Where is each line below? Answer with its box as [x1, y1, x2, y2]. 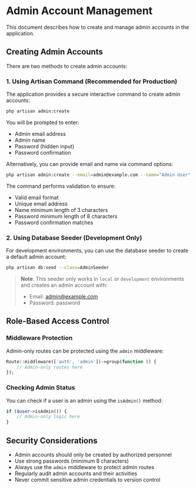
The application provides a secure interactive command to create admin [6, 91, 181, 98]
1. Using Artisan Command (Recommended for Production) [6, 77, 178, 85]
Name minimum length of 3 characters [14, 206, 108, 213]
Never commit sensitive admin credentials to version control [14, 476, 161, 483]
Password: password [29, 299, 81, 306]
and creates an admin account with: [20, 281, 108, 288]
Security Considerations [6, 436, 98, 446]
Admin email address [14, 130, 66, 137]
